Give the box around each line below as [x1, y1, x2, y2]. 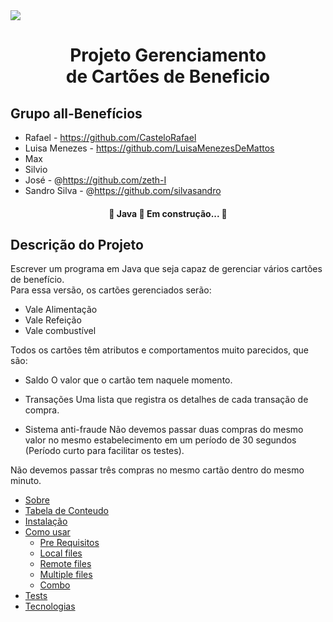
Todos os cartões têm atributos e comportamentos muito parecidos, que [10, 344, 310, 356]
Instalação [24, 515, 68, 528]
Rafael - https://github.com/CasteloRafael [24, 132, 197, 143]
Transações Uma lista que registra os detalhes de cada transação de [24, 394, 309, 406]
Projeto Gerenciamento [69, 44, 267, 67]
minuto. [10, 475, 42, 487]
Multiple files [39, 569, 93, 581]
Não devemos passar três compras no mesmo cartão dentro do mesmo [10, 464, 305, 476]
